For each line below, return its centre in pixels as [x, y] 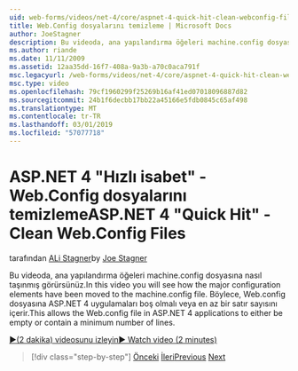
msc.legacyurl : [37, 75]
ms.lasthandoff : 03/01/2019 [61, 125]
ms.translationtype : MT [53, 108]
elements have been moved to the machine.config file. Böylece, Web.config [147, 294]
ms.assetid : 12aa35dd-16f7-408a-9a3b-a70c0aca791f [105, 67]
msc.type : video [39, 83]
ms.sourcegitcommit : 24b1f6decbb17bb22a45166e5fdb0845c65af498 [129, 100]
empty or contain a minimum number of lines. [92, 322]
